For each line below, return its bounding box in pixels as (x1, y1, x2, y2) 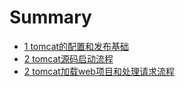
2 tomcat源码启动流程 (23, 52, 114, 65)
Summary (9, 6, 92, 29)
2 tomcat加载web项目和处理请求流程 (23, 65, 175, 77)
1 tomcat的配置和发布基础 (23, 40, 130, 52)
